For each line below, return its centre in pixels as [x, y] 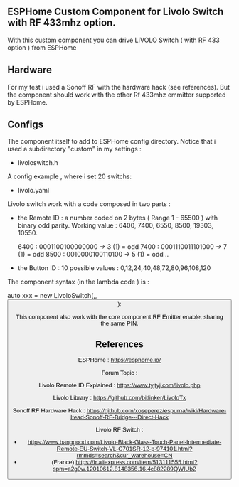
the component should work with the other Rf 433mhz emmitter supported [117, 95]
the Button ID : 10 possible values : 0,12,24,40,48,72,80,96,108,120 [114, 268]
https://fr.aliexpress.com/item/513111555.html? [137, 462]
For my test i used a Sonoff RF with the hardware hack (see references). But [118, 87]
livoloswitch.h [38, 163]
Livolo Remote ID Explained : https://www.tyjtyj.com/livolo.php [119, 386]
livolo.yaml [33, 191]
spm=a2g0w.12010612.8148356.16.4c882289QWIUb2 [125, 469]
